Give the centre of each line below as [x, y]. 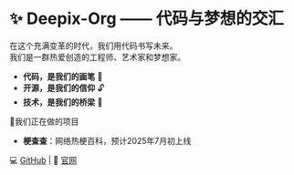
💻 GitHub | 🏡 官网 [43, 160]
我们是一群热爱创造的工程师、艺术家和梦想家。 [97, 57]
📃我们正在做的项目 [44, 121]
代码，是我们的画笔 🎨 [63, 76]
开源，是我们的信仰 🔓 [63, 87]
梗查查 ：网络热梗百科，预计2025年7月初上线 [107, 140]
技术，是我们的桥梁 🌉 [63, 102]
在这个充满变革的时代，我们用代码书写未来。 [94, 46]
